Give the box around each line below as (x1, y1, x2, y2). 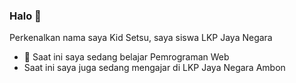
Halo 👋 (9, 9, 42, 23)
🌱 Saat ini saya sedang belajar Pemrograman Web (23, 51, 230, 63)
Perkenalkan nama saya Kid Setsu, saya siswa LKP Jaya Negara (9, 32, 273, 44)
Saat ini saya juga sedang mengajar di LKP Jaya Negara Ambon (23, 62, 286, 74)
